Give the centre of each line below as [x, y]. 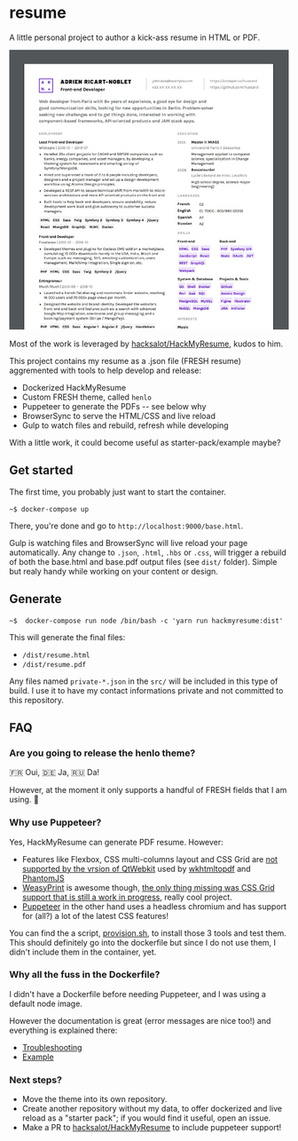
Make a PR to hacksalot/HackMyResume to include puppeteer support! [152, 1128]
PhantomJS [43, 878]
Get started [41, 470]
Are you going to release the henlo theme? [102, 753]
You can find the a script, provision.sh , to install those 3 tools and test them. [148, 933]
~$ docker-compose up [49, 509]
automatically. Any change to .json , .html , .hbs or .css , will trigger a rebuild [148, 552]
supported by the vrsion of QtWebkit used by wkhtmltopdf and [136, 868]
